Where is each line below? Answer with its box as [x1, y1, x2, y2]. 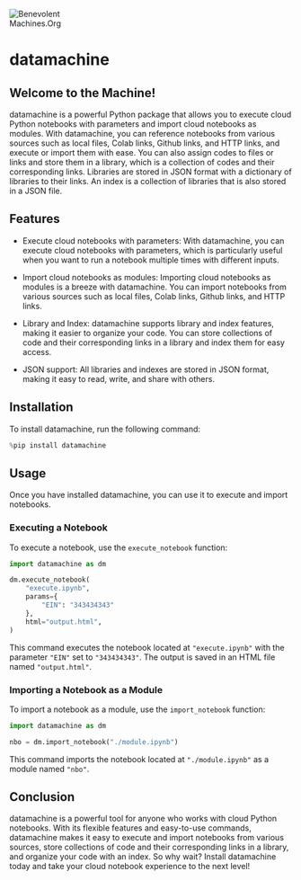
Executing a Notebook [9, 521, 108, 534]
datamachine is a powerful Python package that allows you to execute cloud [9, 109, 292, 120]
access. [22, 346, 52, 357]
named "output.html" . [9, 661, 93, 671]
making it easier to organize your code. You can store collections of [22, 327, 273, 338]
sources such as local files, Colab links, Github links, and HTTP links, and [9, 138, 280, 148]
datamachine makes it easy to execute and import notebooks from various [9, 832, 285, 843]
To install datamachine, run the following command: [9, 423, 200, 434]
